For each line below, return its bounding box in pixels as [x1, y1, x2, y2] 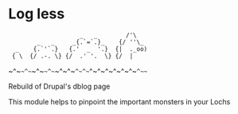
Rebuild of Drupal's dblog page [8, 81, 111, 91]
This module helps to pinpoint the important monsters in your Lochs [8, 96, 231, 106]
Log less [8, 5, 65, 23]
